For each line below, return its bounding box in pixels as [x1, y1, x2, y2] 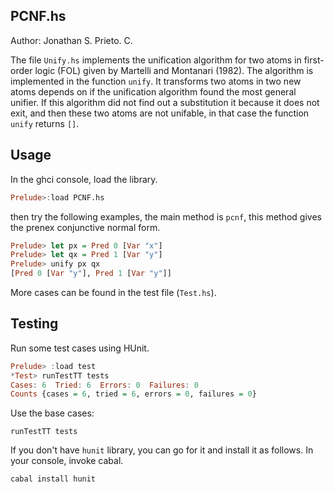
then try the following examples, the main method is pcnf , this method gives [10, 210, 322, 223]
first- [303, 54, 325, 66]
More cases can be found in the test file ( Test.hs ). [10, 287, 217, 298]
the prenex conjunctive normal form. [10, 221, 161, 233]
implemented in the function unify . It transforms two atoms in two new [10, 75, 302, 87]
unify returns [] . [10, 117, 80, 129]
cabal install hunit [10, 474, 97, 484]
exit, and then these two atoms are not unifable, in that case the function [10, 107, 310, 119]
